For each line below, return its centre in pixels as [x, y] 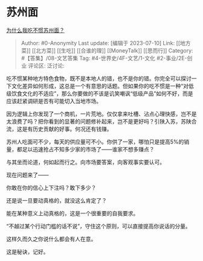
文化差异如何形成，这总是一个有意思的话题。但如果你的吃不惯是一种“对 [100, 86]
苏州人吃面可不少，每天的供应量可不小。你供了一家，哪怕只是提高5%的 [95, 142]
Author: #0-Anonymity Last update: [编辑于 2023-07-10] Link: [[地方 [106, 43]
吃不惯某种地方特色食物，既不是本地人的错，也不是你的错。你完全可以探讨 [99, 78]
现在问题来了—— [27, 175]
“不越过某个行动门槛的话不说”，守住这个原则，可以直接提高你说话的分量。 [99, 226]
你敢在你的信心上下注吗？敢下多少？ [51, 187]
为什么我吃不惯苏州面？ [35, 30]
